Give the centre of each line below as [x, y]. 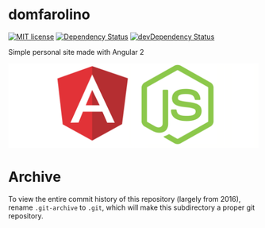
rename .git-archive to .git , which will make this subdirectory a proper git [132, 207]
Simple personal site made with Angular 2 [76, 52]
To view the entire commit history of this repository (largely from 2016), [125, 199]
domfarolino [49, 15]
